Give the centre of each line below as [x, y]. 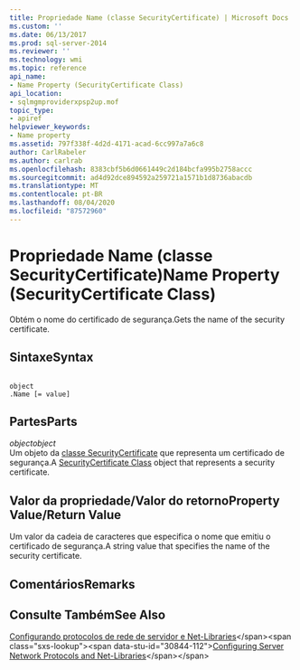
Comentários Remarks [72, 584]
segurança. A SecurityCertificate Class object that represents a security [142, 463]
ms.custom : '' [36, 26]
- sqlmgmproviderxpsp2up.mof [64, 102]
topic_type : [32, 110]
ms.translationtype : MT [54, 186]
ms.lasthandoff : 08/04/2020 [62, 203]
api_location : [36, 93]
